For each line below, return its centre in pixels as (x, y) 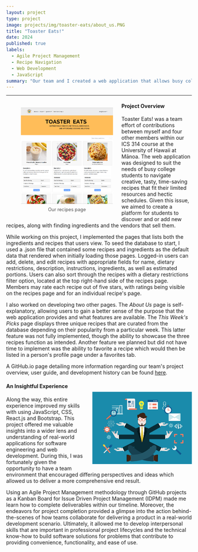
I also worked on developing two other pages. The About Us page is (89, 305)
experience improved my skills (43, 405)
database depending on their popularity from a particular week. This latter (96, 330)
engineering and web (32, 449)
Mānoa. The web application (156, 157)
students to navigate (146, 175)
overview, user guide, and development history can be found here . (87, 373)
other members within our (153, 138)
